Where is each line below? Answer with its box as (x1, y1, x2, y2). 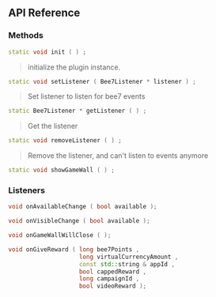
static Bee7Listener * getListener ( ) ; (8, 107, 147, 115)
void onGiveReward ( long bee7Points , (8, 245, 140, 254)
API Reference (8, 6, 81, 20)
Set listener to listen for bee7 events (27, 92, 146, 101)
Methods (8, 30, 44, 41)
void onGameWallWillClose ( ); (8, 231, 112, 239)
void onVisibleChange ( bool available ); (8, 217, 150, 225)
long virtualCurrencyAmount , (78, 253, 179, 261)
